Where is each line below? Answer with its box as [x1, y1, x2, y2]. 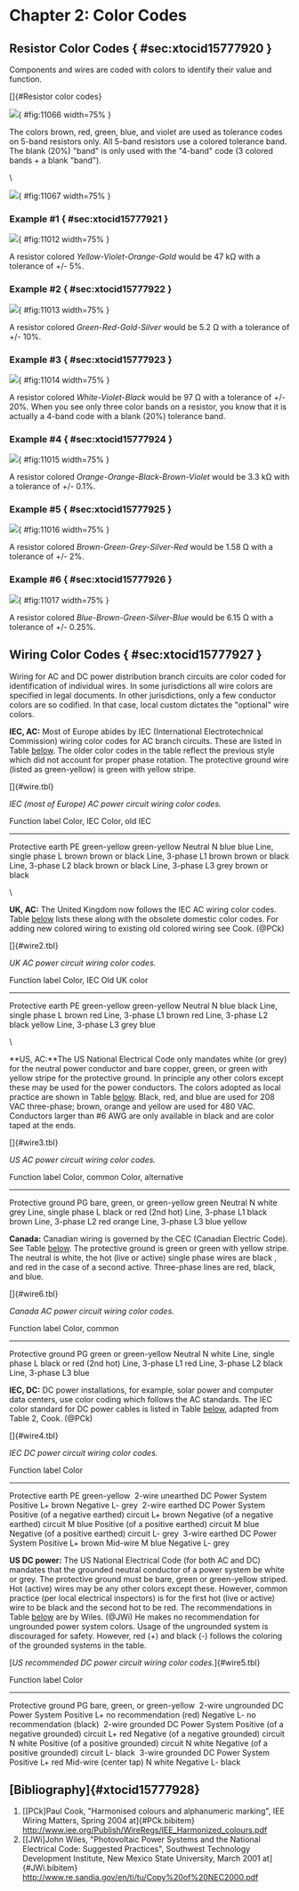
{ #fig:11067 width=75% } [18, 190, 111, 201]
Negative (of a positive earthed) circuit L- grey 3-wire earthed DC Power [9, 1528, 278, 1539]
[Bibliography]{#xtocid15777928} [9, 1782, 200, 1798]
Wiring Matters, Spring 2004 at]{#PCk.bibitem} [21, 1815, 196, 1826]
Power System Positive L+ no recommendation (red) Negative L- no [9, 1709, 256, 1720]
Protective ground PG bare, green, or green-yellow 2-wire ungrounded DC [9, 1700, 284, 1710]
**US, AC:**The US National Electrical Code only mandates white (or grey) [9, 1054, 287, 1064]
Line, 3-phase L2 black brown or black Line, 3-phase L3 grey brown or [9, 860, 269, 870]
